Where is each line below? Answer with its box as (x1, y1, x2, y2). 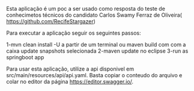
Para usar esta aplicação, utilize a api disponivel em (6, 65, 134, 72)
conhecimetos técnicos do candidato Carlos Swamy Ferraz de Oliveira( (6, 11, 182, 19)
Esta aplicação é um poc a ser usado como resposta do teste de (6, 5, 165, 12)
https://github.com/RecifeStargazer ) (6, 18, 96, 25)
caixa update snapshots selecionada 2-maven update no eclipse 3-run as (6, 47, 189, 54)
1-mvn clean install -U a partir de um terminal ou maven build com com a (6, 41, 186, 48)
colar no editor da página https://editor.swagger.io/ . (6, 78, 134, 85)
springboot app (6, 54, 44, 60)
